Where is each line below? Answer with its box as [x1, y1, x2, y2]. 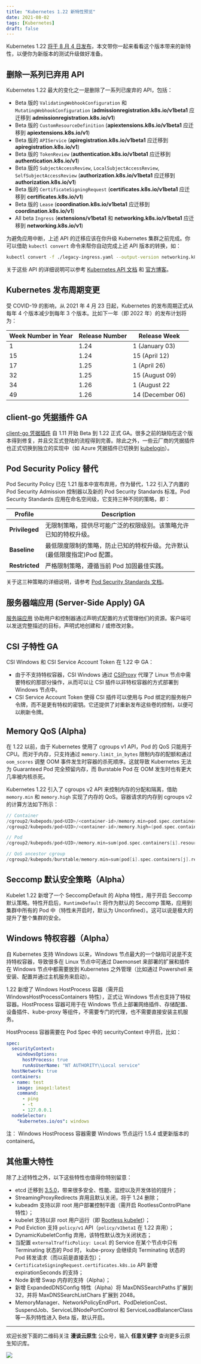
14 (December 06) [132, 390, 186, 399]
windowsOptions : [17, 1051, 58, 1058]
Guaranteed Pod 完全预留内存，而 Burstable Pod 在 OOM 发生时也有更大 [13, 765, 192, 772]
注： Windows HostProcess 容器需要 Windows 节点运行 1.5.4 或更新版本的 [6, 1130, 190, 1137]
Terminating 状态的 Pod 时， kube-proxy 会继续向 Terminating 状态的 [14, 1246, 185, 1253]
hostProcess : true [22, 1057, 68, 1063]
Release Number [78, 331, 127, 340]
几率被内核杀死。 [6, 772, 48, 780]
